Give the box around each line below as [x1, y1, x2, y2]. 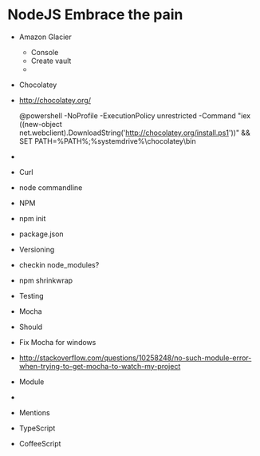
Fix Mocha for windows [18, 337, 97, 347]
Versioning [18, 244, 55, 254]
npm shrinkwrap [18, 276, 73, 285]
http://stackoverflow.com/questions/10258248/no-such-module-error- [18, 353, 252, 363]
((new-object [18, 119, 63, 129]
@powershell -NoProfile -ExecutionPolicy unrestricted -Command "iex [18, 110, 251, 121]
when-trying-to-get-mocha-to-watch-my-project [18, 361, 181, 371]
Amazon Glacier [18, 32, 73, 42]
